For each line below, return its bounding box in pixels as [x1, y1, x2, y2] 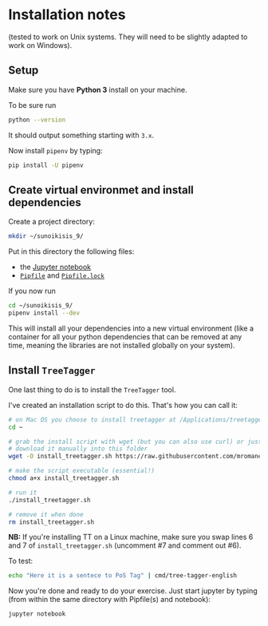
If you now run [8, 286, 56, 296]
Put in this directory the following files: [8, 247, 135, 256]
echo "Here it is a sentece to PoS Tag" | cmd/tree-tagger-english [8, 572, 238, 580]
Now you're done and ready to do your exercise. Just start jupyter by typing [8, 586, 258, 596]
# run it [8, 489, 37, 497]
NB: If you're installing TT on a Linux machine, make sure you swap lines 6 [8, 533, 254, 542]
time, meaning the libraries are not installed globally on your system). [8, 340, 235, 350]
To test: [8, 557, 33, 566]
